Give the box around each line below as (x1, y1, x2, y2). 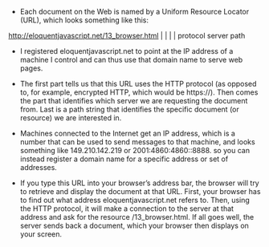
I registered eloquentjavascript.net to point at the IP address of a (19, 47, 234, 55)
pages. (19, 63, 43, 73)
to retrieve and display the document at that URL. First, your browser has (19, 187, 261, 196)
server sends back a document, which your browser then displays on (19, 221, 249, 230)
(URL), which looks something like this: (19, 15, 149, 25)
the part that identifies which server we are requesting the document (19, 96, 248, 105)
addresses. (19, 163, 58, 172)
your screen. (19, 229, 63, 239)
